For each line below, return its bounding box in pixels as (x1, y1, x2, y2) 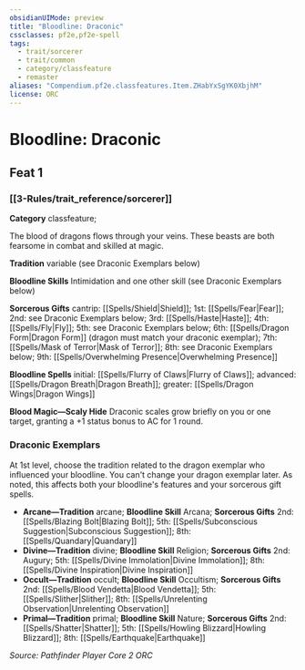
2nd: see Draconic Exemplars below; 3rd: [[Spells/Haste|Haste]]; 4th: (9, 313, 269, 324)
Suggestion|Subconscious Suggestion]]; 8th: (22, 525, 191, 536)
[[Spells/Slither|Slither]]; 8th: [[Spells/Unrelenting (22, 593, 208, 604)
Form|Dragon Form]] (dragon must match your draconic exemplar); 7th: (9, 332, 278, 343)
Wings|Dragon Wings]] (9, 388, 96, 399)
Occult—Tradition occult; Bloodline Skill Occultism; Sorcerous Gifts (22, 573, 281, 584)
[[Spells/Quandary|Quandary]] (22, 535, 137, 546)
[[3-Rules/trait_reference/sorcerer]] (9, 192, 173, 205)
